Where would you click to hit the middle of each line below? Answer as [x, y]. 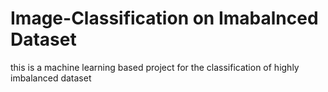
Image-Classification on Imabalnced [164, 18]
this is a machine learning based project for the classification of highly [155, 67]
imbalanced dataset [51, 78]
